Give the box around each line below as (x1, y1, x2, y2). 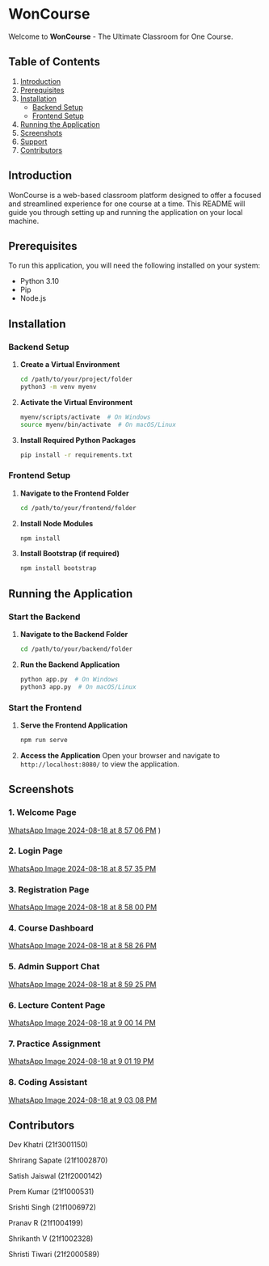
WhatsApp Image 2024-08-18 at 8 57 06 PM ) (8, 825, 162, 835)
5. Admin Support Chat (8, 961, 100, 973)
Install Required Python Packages (19, 435, 136, 445)
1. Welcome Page (8, 807, 77, 818)
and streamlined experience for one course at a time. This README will (8, 199, 246, 209)
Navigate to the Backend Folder (19, 630, 128, 639)
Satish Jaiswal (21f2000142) (8, 1171, 103, 1181)
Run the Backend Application (19, 660, 120, 669)
